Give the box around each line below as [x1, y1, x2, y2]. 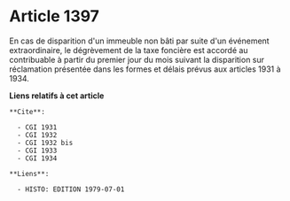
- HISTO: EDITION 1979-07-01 [17, 184, 125, 194]
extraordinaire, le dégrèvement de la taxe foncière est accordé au [9, 44, 248, 55]
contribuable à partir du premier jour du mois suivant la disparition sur [9, 54, 264, 65]
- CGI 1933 [17, 146, 58, 155]
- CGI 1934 [17, 153, 58, 163]
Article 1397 [9, 6, 100, 27]
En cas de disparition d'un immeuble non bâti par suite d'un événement [9, 35, 270, 46]
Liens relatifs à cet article [9, 90, 105, 101]
